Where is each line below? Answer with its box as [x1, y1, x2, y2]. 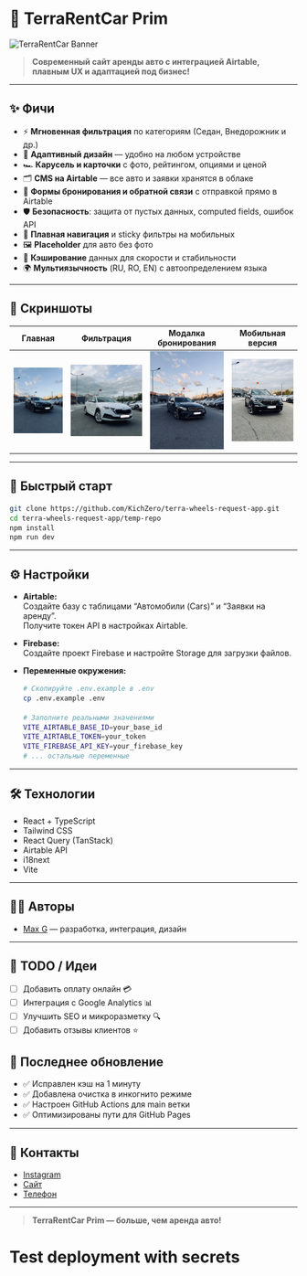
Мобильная [238, 328, 286, 339]
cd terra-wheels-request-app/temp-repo [9, 514, 162, 523]
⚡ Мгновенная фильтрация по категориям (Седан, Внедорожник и [22, 125, 287, 136]
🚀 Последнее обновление [9, 1054, 164, 1069]
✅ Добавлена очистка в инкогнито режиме [22, 1089, 192, 1100]
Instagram [22, 1169, 61, 1180]
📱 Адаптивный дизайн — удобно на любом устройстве [22, 148, 241, 159]
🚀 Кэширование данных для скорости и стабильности [22, 251, 237, 263]
